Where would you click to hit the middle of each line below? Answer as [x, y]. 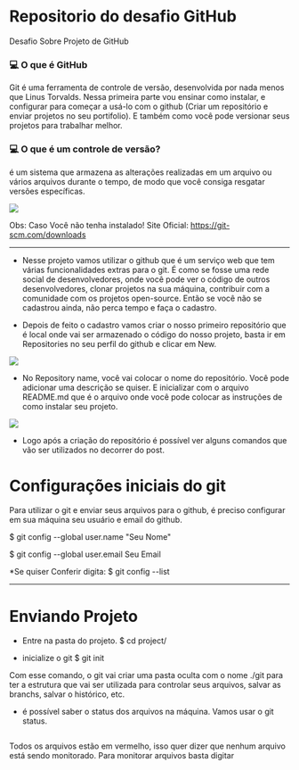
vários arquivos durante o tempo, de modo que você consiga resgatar [137, 181]
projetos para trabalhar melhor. [66, 126]
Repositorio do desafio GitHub [123, 17]
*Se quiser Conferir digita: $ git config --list [90, 572]
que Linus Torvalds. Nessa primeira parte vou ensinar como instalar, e [137, 97]
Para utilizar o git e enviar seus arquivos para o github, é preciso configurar [147, 510]
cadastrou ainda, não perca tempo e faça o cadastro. [119, 307]
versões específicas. [47, 191]
